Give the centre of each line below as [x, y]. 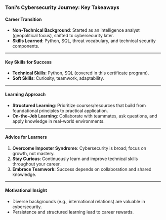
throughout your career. [36, 164]
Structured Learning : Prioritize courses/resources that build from [79, 105]
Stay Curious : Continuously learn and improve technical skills [75, 159]
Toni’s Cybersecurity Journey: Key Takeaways [62, 7]
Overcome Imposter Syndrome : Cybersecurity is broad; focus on [79, 148]
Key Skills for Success [28, 62]
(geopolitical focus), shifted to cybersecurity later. [63, 36]
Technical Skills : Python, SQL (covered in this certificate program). [81, 73]
